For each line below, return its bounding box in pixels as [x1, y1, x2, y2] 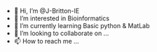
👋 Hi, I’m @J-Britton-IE [13, 7, 80, 15]
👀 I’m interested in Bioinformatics [13, 14, 110, 22]
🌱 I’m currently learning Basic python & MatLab [13, 22, 150, 30]
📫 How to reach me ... [13, 37, 79, 45]
